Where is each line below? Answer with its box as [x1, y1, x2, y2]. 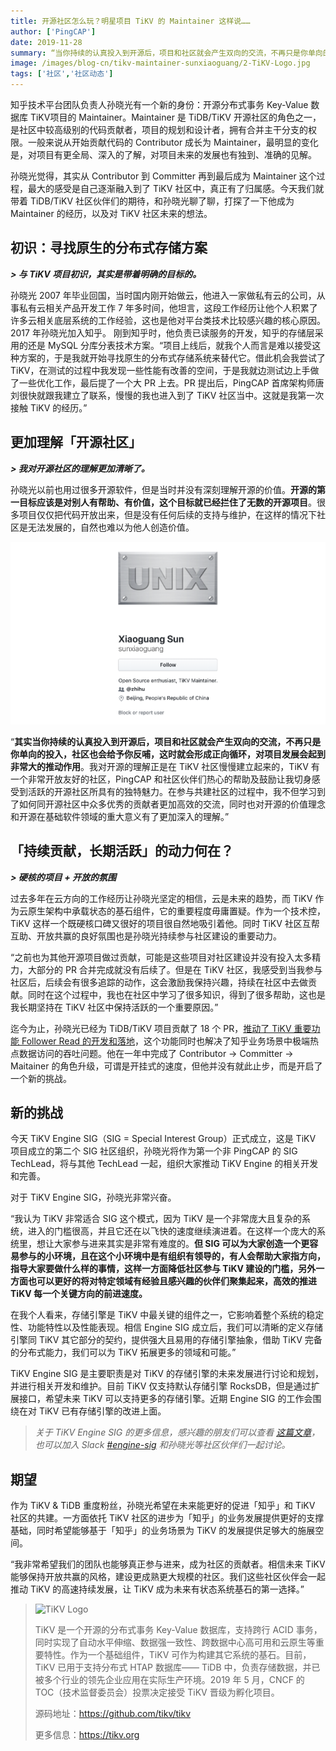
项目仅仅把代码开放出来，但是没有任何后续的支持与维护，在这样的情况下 [18, 508, 317, 520]
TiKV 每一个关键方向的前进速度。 [10, 1288, 148, 1300]
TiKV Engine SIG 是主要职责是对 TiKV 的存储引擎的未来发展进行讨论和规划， [10, 1368, 324, 1380]
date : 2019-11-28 [10, 37, 83, 47]
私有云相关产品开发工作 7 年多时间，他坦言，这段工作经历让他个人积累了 [18, 301, 318, 314]
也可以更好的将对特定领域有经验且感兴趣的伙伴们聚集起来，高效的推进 [27, 1275, 317, 1287]
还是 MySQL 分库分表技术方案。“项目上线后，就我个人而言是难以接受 [27, 339, 313, 351]
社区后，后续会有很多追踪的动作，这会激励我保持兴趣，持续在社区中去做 [10, 976, 308, 988]
